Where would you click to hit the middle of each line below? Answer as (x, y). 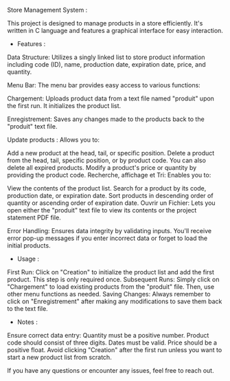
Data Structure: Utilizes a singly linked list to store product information (106, 57)
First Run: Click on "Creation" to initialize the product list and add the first (111, 272)
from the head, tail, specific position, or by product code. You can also (106, 160)
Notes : (27, 322)
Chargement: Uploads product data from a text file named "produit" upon (111, 98)
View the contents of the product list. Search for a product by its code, (107, 188)
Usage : (28, 259)
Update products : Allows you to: (54, 140)
